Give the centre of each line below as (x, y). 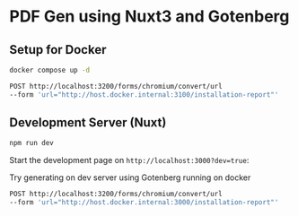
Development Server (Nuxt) (88, 123)
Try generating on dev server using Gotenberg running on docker (130, 177)
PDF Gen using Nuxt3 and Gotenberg (149, 17)
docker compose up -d (50, 70)
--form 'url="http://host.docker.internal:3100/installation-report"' (144, 95)
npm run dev (31, 143)
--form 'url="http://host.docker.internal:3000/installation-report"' (144, 203)
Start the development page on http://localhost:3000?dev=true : (129, 160)
